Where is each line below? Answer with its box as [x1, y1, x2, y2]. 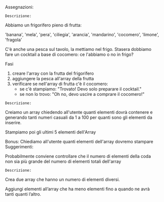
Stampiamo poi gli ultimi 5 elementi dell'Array [5, 129, 96, 135]
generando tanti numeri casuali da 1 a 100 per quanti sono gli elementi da [5, 114, 153, 120]
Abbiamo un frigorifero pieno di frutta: [5, 22, 82, 28]
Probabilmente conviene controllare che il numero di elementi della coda [5, 154, 151, 159]
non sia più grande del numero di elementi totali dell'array [5, 158, 121, 164]
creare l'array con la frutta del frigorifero [12, 70, 94, 76]
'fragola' [5, 37, 22, 43]
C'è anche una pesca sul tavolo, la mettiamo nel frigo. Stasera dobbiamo [5, 46, 152, 52]
